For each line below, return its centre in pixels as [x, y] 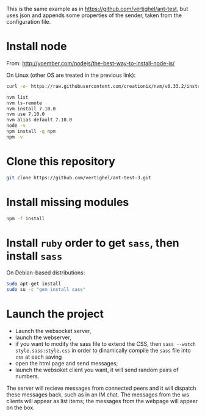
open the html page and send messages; [67, 364]
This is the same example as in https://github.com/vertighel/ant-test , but [97, 9]
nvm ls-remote [24, 103]
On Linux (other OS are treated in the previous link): [71, 75]
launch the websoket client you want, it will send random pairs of [97, 370]
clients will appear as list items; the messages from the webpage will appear [102, 401]
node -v [16, 126]
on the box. [20, 407]
